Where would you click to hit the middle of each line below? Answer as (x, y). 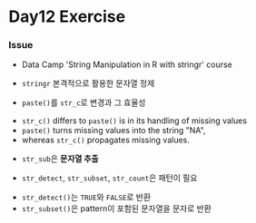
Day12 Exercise (67, 17)
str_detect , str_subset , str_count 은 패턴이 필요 (109, 178)
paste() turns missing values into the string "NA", (113, 131)
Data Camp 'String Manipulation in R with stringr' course (127, 64)
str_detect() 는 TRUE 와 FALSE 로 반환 (86, 198)
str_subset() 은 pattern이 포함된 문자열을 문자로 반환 (117, 208)
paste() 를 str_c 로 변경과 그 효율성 (84, 102)
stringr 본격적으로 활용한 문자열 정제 (88, 83)
